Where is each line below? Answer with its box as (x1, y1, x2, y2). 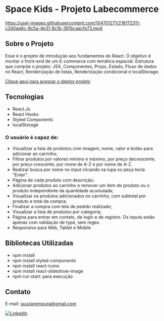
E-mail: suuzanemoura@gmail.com (5, 301, 77, 307)
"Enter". (12, 171, 29, 177)
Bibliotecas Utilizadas (5, 239, 74, 247)
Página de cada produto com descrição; (12, 177, 95, 183)
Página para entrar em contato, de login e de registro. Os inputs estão (12, 214, 155, 220)
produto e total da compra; (12, 198, 67, 204)
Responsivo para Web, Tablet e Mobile (12, 225, 91, 231)
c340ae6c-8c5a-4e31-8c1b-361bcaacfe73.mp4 (5, 25, 103, 31)
